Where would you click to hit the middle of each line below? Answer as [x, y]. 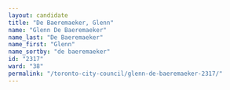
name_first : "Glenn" [42, 45]
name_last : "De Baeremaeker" [56, 37]
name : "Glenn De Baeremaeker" [58, 30]
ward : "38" [26, 67]
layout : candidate [38, 15]
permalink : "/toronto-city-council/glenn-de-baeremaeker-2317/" [115, 74]
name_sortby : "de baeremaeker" [59, 52]
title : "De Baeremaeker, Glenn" [61, 23]
